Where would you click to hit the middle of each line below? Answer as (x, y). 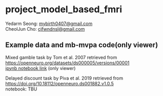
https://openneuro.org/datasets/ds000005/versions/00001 (67, 63)
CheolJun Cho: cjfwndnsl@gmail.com (45, 29)
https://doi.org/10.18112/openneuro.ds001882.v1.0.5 (59, 83)
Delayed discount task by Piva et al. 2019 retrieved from (64, 78)
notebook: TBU (21, 89)
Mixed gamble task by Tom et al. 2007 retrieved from (61, 57)
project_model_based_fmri (64, 9)
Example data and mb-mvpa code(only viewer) (82, 45)
